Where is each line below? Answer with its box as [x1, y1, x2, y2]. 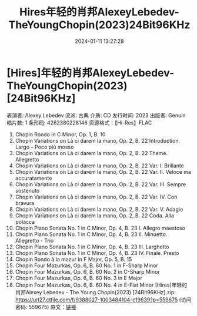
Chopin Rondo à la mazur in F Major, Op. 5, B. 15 [15, 256, 132, 263]
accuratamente [15, 174, 52, 181]
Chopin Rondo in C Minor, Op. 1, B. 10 [15, 130, 106, 138]
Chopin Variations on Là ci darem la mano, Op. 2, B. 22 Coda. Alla [15, 212, 174, 219]
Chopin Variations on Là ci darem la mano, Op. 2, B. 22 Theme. [15, 149, 168, 156]
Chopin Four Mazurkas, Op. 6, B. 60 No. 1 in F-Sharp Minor [15, 262, 158, 269]
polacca [15, 218, 35, 225]
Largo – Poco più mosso [15, 143, 74, 150]
